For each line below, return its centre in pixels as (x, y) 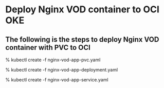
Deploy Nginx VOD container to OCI (82, 10)
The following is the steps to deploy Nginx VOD (82, 39)
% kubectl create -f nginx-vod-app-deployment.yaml (62, 70)
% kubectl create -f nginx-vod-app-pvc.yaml (53, 60)
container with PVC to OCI (48, 47)
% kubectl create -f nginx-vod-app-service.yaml (57, 80)
